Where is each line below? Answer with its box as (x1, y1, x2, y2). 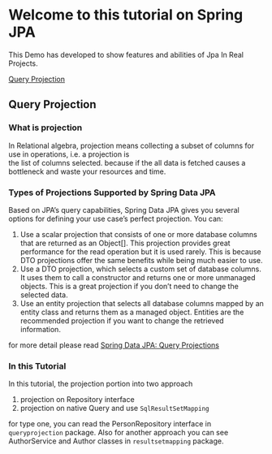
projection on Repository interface (19, 395, 136, 404)
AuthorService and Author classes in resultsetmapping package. (8, 436, 225, 446)
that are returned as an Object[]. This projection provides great (19, 238, 231, 248)
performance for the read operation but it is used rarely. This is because (19, 246, 261, 257)
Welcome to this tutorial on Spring (8, 6, 244, 24)
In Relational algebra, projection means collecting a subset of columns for (8, 141, 254, 150)
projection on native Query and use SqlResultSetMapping (19, 404, 209, 413)
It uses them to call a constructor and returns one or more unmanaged (19, 272, 256, 282)
